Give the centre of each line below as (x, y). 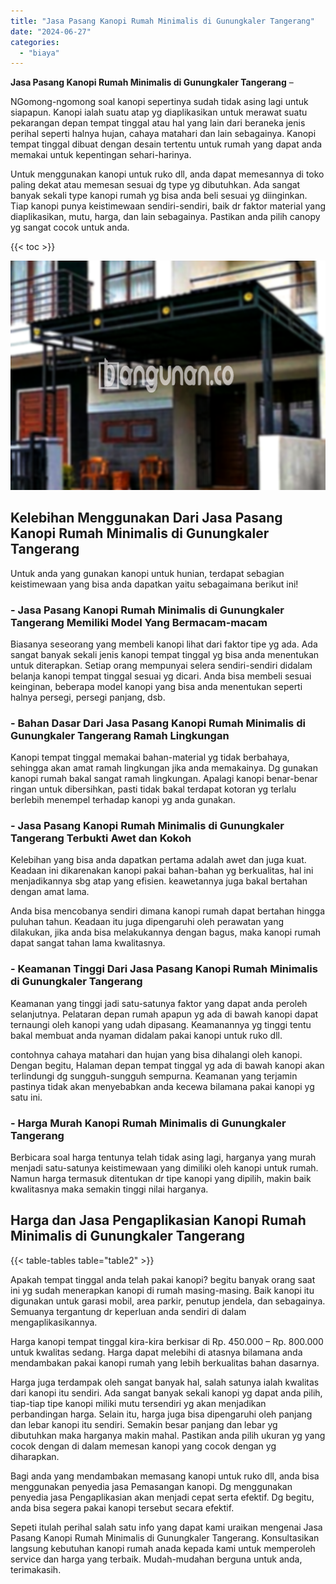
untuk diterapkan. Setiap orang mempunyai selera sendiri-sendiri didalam (161, 665)
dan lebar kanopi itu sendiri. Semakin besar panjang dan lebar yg (144, 1424)
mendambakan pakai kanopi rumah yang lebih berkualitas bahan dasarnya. (165, 1362)
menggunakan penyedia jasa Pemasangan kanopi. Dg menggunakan (151, 1486)
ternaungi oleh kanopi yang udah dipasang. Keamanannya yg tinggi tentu (161, 1024)
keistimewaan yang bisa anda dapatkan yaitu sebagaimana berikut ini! (154, 584)
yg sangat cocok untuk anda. (70, 227)
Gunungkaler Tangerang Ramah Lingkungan (120, 735)
